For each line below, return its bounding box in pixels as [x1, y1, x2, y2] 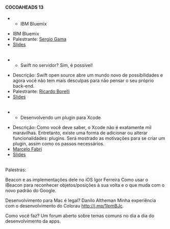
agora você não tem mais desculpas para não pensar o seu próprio [12, 78, 154, 84]
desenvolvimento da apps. [5, 218, 61, 224]
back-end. [12, 83, 35, 89]
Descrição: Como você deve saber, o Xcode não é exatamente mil [12, 124, 152, 131]
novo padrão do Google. [5, 188, 57, 194]
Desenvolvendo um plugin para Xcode [20, 115, 101, 121]
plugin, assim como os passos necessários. [12, 141, 105, 147]
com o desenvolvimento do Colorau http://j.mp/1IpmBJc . [5, 203, 124, 209]
